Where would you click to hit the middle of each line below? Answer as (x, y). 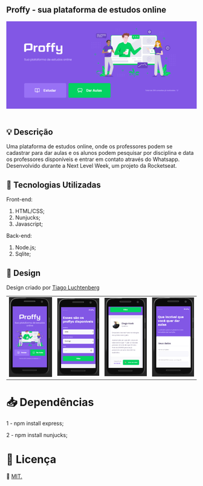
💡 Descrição (30, 132)
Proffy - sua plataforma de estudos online (86, 10)
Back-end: (19, 236)
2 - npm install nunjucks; (37, 435)
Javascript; (29, 224)
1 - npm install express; (35, 423)
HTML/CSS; (30, 211)
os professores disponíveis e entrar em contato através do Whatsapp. (93, 159)
